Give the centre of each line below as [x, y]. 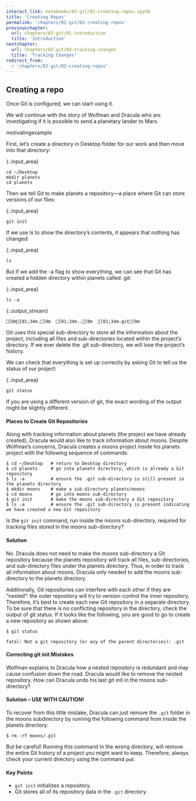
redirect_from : [25, 60]
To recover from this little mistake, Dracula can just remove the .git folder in [98, 713]
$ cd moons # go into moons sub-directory [66, 494]
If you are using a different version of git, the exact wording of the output [94, 402]
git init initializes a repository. [53, 786]
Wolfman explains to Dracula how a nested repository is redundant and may [97, 667]
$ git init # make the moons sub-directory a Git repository [90, 499]
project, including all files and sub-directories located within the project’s [94, 339]
